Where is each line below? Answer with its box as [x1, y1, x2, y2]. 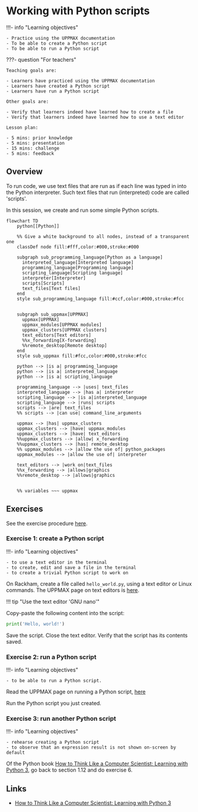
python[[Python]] [17, 223, 60, 229]
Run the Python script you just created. [6, 700, 102, 707]
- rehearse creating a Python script [6, 740, 100, 746]
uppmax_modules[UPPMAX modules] [21, 321, 102, 327]
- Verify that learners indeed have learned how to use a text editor [6, 114, 184, 120]
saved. [6, 638, 23, 645]
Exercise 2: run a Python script [6, 652, 97, 661]
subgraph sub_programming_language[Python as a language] [17, 254, 163, 260]
